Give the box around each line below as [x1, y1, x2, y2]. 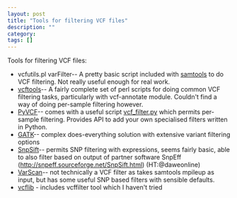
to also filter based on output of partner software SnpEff [17, 153, 182, 162]
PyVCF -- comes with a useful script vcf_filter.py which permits [17, 108, 200, 116]
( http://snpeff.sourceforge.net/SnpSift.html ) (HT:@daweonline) [17, 160, 201, 169]
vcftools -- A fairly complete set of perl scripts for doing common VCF [17, 85, 221, 94]
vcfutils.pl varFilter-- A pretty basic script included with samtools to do [17, 70, 224, 79]
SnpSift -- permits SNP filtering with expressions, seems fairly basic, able [17, 145, 230, 154]
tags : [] [7, 37, 33, 44]
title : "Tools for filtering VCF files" [7, 17, 129, 24]
